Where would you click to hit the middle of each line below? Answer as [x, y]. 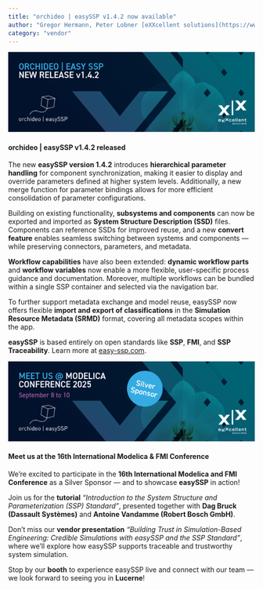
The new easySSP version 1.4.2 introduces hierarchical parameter [117, 165]
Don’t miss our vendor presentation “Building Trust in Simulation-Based [125, 529]
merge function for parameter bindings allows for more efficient [111, 190]
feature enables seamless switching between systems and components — [128, 239]
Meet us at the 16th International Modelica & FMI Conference [109, 457]
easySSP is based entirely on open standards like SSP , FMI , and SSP [119, 342]
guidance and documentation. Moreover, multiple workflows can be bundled [131, 279]
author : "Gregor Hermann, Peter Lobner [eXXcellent [94, 25]
